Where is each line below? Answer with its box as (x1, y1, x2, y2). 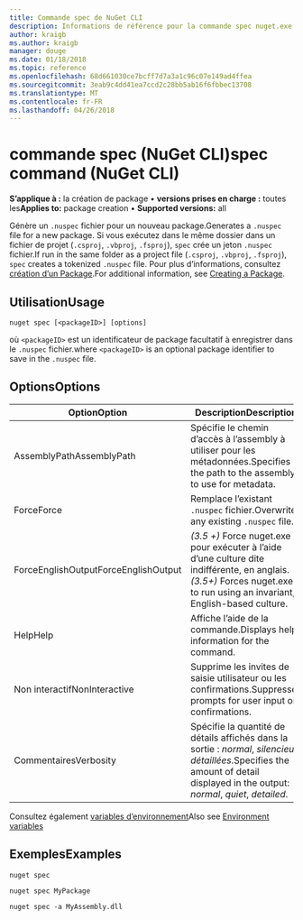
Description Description (195, 406, 298, 419)
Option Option (68, 406, 128, 419)
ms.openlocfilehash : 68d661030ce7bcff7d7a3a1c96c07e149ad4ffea (9, 72, 252, 81)
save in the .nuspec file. (9, 354, 96, 363)
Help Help (14, 629, 54, 641)
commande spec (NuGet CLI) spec (9, 144, 269, 165)
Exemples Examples (9, 847, 122, 862)
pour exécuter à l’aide (190, 540, 282, 553)
